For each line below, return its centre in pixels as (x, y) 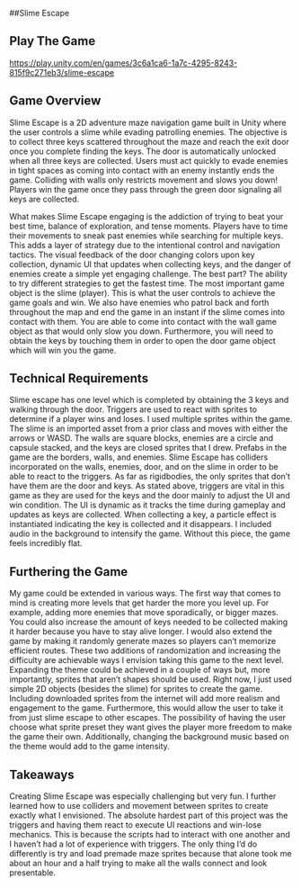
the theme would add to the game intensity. (90, 747)
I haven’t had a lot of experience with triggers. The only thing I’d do (133, 844)
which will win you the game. (63, 350)
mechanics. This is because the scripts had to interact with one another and (150, 835)
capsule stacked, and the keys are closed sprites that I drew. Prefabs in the (148, 448)
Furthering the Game (69, 572)
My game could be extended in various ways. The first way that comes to (145, 594)
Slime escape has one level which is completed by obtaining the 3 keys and (149, 400)
